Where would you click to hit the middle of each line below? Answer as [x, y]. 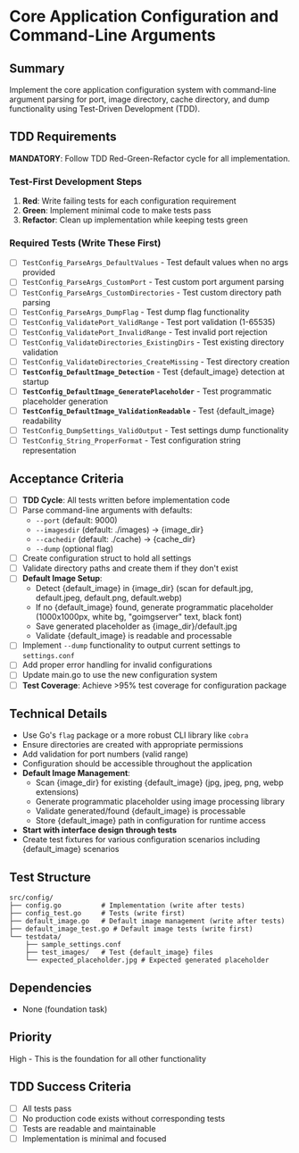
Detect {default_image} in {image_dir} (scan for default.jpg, [144, 589]
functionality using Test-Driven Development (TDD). [105, 109]
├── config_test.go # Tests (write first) [97, 914]
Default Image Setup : [62, 579]
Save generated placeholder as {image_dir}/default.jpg [136, 626]
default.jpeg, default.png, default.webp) [109, 598]
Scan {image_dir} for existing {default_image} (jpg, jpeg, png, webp [159, 782]
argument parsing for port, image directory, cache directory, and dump [140, 99]
